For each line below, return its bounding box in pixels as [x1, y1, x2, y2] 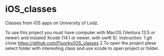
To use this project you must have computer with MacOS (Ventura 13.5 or [5, 29, 156, 35]
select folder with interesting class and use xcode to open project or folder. [5, 45, 160, 51]
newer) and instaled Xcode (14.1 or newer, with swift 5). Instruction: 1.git [5, 35, 152, 41]
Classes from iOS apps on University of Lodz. [5, 20, 99, 26]
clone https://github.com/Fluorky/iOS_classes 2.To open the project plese [5, 40, 157, 46]
